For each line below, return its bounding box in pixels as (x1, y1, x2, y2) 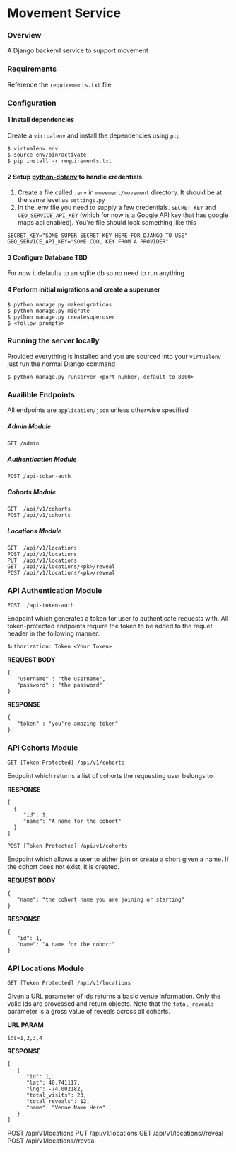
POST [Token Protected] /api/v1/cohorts (7, 842, 129, 849)
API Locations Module (7, 963, 85, 973)
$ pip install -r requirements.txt (7, 157, 112, 165)
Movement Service (7, 5, 122, 21)
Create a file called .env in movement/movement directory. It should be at (17, 188, 223, 196)
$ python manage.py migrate (7, 307, 90, 314)
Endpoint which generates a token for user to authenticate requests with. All (7, 614, 228, 623)
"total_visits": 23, (25, 1091, 87, 1099)
